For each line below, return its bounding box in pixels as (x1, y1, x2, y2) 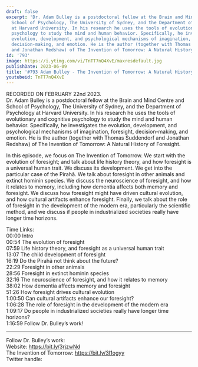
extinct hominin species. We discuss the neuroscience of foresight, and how (6, 177, 192, 184)
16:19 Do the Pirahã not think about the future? (6, 257, 119, 264)
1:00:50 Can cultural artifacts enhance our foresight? (6, 295, 134, 302)
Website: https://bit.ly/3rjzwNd (6, 343, 81, 351)
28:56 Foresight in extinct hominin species (6, 270, 110, 277)
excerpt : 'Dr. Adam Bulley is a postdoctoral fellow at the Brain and (6, 14, 183, 20)
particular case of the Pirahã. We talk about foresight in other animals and (6, 171, 185, 178)
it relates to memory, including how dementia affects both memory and (6, 183, 179, 190)
